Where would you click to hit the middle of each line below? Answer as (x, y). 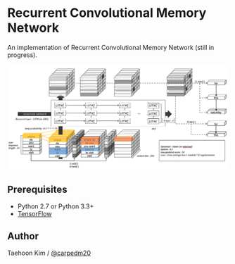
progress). (22, 55)
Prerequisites (37, 190)
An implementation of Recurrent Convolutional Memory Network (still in (111, 47)
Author (23, 236)
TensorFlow (34, 214)
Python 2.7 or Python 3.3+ (56, 206)
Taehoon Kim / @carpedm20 (49, 253)
